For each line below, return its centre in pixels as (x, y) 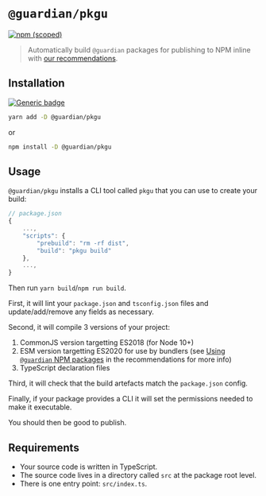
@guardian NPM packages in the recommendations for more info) (125, 359)
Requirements (44, 448)
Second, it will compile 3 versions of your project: (89, 327)
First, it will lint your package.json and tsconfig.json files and (108, 304)
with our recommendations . (73, 58)
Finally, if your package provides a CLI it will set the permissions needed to (131, 399)
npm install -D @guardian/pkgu (60, 147)
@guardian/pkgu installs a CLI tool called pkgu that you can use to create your (133, 191)
